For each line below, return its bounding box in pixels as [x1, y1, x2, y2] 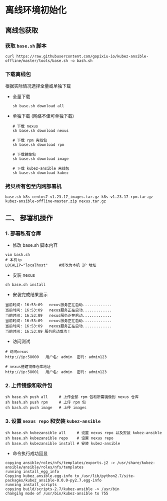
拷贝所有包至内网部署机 [5, 183, 61, 190]
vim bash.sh [5, 252, 30, 257]
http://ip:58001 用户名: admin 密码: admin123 [5, 370, 107, 375]
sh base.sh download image [12, 156, 69, 161]
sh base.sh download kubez [12, 170, 69, 175]
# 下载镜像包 [12, 152, 36, 157]
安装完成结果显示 [12, 292, 48, 298]
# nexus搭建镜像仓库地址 [5, 364, 51, 370]
